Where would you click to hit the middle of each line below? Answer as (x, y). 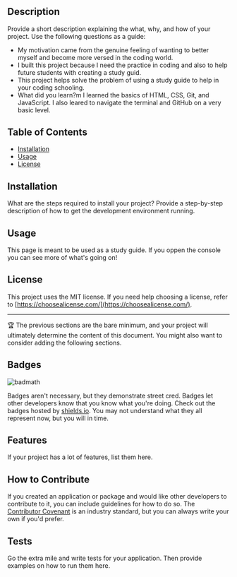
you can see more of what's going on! (62, 258)
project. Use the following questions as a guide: (77, 36)
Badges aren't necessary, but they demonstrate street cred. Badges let (110, 395)
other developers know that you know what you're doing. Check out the (111, 403)
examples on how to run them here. (59, 566)
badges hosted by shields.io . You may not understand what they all (105, 410)
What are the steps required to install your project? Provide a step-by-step (115, 203)
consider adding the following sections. (65, 343)
